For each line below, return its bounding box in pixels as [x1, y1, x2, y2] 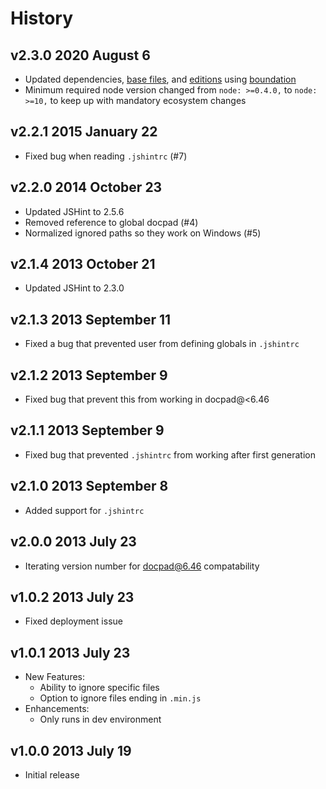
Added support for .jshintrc [24, 504, 145, 516]
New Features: [24, 671, 86, 683]
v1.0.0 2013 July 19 [10, 742, 132, 759]
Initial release [24, 768, 80, 781]
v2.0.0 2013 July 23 [10, 533, 137, 551]
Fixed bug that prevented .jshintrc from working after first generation [24, 448, 316, 461]
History [10, 7, 74, 30]
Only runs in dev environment [39, 713, 162, 726]
